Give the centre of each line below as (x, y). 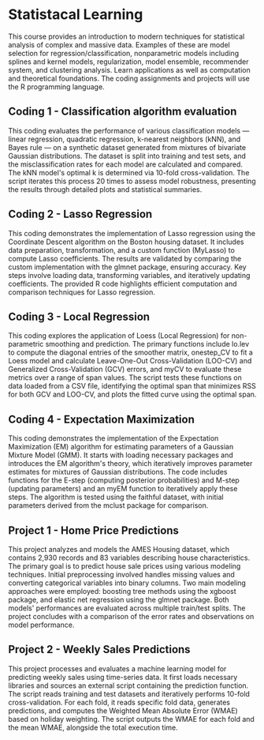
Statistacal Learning (76, 15)
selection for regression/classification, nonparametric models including (124, 53)
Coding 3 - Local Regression (79, 316)
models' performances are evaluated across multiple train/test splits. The (127, 608)
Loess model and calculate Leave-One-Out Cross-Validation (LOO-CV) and (130, 361)
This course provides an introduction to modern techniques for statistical (126, 36)
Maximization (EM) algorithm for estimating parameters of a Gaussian (121, 447)
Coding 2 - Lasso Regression (80, 214)
